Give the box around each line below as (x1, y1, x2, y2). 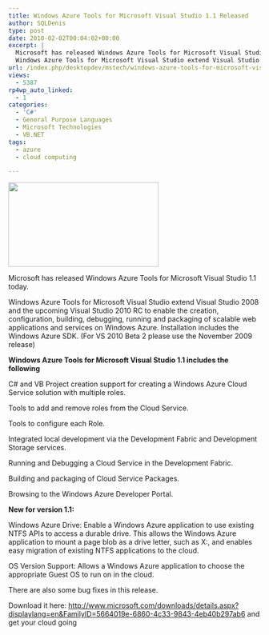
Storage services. (8, 443, 66, 453)
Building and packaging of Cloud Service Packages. (8, 473, 180, 484)
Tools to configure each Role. (8, 419, 106, 429)
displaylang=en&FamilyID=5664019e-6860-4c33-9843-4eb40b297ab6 (8, 609, 246, 619)
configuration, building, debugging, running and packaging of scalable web (8, 314, 257, 324)
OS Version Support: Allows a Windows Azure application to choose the (8, 561, 245, 571)
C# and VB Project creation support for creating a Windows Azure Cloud (8, 379, 247, 389)
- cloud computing (15, 153, 78, 161)
